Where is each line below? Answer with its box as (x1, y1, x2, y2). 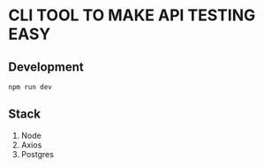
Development (8, 59, 85, 74)
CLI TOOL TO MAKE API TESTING (8, 5, 256, 26)
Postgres (20, 149, 55, 159)
